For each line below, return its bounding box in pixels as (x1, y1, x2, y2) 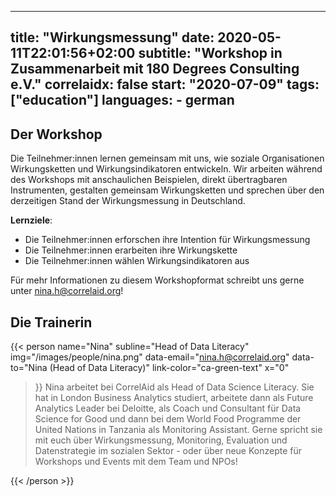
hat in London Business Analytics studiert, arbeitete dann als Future (34, 392, 314, 404)
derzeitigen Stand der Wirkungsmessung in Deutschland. (10, 195, 246, 207)
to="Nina (10, 362, 48, 374)
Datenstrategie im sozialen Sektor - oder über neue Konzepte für (34, 445, 303, 457)
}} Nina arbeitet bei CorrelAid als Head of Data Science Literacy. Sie (34, 381, 315, 393)
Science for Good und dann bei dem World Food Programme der (34, 413, 302, 425)
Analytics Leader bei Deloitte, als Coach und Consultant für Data (34, 402, 302, 415)
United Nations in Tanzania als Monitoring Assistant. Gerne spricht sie (34, 424, 323, 436)
